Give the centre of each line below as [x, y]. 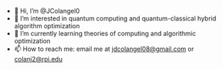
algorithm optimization [47, 26]
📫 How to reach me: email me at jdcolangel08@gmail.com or [104, 49]
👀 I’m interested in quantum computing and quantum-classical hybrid [115, 18]
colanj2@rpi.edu [38, 59]
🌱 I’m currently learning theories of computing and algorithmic [105, 33]
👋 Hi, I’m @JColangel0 [47, 11]
